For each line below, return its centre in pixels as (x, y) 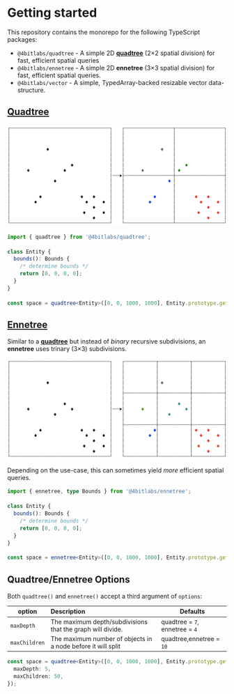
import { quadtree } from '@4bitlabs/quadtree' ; (79, 237)
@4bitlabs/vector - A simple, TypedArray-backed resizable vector (112, 82)
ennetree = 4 (179, 629)
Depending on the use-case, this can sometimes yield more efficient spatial (116, 470)
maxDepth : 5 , (32, 669)
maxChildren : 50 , (39, 677)
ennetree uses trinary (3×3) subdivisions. (67, 349)
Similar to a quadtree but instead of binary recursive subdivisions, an (107, 341)
